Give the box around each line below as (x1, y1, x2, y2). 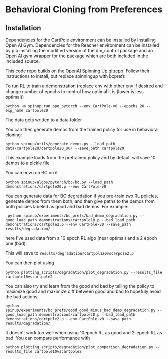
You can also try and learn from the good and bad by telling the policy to (5, 283, 155, 289)
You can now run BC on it (5, 170, 58, 175)
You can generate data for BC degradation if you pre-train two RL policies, (5, 193, 159, 199)
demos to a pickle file (5, 160, 50, 166)
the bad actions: (5, 294, 39, 300)
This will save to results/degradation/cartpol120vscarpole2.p (5, 250, 134, 256)
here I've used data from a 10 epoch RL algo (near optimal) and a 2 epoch (5, 235, 157, 241)
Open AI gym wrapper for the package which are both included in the (5, 53, 149, 59)
